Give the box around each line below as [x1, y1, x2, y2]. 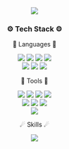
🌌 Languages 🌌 [12, 40, 57, 49]
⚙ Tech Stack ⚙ [6, 24, 63, 34]
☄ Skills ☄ [19, 120, 50, 129]
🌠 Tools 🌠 [20, 77, 49, 85]
